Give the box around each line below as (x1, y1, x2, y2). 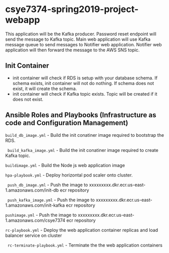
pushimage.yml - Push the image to (5, 212, 77, 218)
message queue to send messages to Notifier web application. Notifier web (5, 41, 162, 47)
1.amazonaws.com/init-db (5, 187, 59, 193)
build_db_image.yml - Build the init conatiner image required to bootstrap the (5, 132, 164, 138)
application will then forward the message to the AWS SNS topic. (5, 47, 140, 53)
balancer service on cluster (5, 232, 62, 238)
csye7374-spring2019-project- (5, 4, 139, 15)
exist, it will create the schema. (12, 86, 77, 92)
